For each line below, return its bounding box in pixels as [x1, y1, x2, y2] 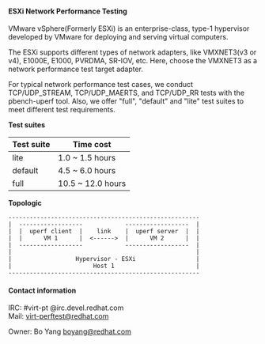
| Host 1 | [8, 262, 200, 270]
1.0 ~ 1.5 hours [58, 153, 116, 164]
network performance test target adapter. [8, 64, 144, 74]
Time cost [72, 139, 112, 150]
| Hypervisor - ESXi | [8, 255, 200, 263]
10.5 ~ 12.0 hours [58, 178, 127, 189]
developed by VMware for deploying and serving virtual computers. [8, 32, 229, 42]
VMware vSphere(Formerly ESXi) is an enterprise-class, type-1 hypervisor [8, 24, 250, 33]
